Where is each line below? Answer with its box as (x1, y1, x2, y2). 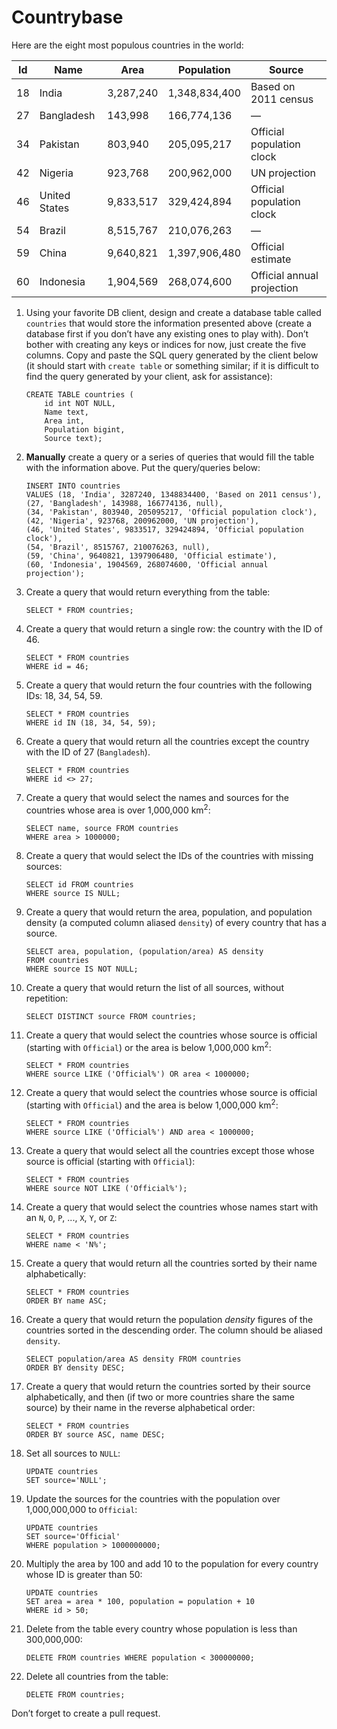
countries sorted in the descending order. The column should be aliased (25, 1324, 323, 1336)
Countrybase (11, 6, 124, 29)
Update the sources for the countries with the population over (25, 1492, 281, 1505)
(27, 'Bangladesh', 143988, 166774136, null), (25, 498, 224, 508)
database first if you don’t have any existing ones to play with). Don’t (25, 327, 309, 340)
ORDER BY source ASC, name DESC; (25, 1429, 166, 1440)
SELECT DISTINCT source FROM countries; (25, 1011, 197, 1021)
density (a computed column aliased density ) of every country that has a (25, 916, 327, 928)
